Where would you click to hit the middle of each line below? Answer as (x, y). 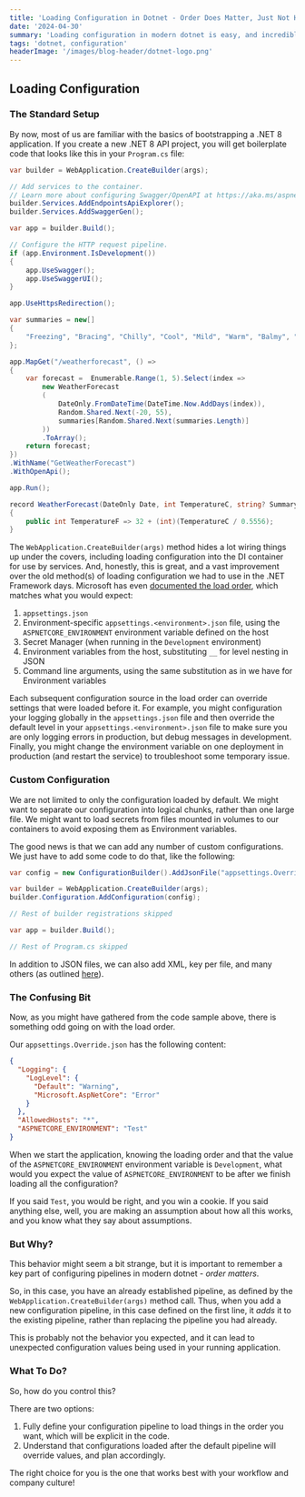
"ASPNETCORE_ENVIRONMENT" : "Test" (83, 1129)
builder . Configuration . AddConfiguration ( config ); (105, 898)
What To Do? (39, 1371)
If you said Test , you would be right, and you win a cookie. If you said (139, 1201)
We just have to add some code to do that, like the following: (123, 856)
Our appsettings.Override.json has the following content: (118, 1045)
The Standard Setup (54, 115)
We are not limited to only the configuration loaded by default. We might (144, 799)
